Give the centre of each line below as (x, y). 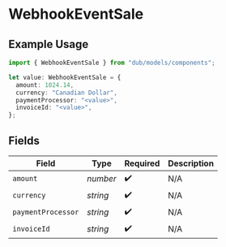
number (101, 179)
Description (191, 163)
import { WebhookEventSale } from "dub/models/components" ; (112, 63)
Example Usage (49, 44)
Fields (24, 140)
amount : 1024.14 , (45, 85)
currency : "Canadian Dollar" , (66, 93)
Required (142, 163)
